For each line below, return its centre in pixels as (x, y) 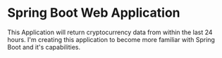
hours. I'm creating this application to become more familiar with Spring (111, 39)
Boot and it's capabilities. (44, 47)
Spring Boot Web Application (94, 13)
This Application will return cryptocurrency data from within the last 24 (110, 32)
